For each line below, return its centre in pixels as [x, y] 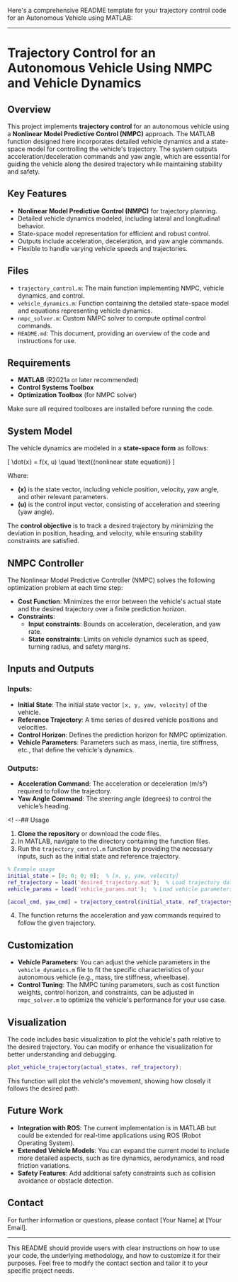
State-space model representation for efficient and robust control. [114, 233]
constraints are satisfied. [44, 541]
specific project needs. [41, 1270]
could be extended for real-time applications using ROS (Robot [109, 1135]
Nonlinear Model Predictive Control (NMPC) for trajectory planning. [117, 211]
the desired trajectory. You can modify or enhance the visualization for [110, 1047]
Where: [18, 476]
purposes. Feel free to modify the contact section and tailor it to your [108, 1263]
